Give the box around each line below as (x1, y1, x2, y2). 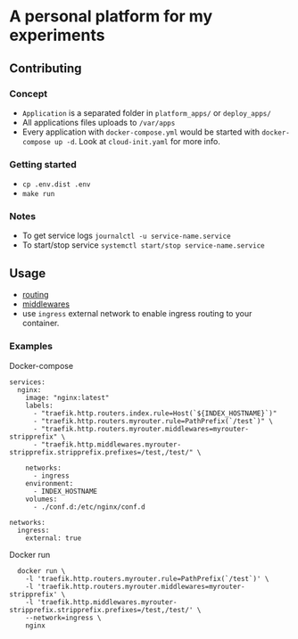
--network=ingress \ (25, 613, 102, 622)
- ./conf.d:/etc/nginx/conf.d (32, 502, 145, 512)
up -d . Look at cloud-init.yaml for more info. (54, 135, 220, 146)
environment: (25, 479, 74, 487)
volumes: (25, 495, 58, 504)
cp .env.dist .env (21, 180, 91, 189)
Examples (9, 340, 54, 353)
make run (21, 190, 55, 199)
